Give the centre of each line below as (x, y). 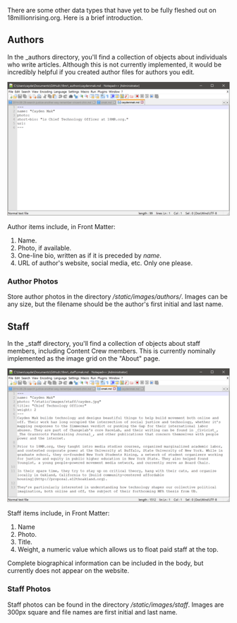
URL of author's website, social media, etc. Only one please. (105, 263)
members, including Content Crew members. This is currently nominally (112, 351)
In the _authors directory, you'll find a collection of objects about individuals (117, 57)
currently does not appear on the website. (68, 571)
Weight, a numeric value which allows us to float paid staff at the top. (118, 549)
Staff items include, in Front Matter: (59, 513)
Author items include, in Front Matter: (61, 227)
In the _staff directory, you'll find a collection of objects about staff (104, 344)
